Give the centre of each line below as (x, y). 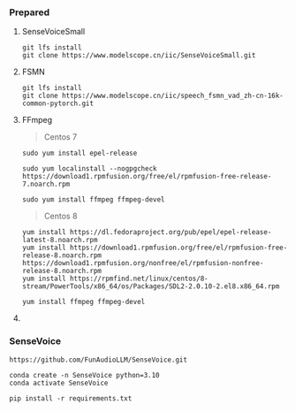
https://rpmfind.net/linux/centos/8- (139, 279)
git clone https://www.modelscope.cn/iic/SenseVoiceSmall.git (139, 56)
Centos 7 (61, 137)
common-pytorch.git (58, 103)
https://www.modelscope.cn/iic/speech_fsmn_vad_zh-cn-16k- (173, 96)
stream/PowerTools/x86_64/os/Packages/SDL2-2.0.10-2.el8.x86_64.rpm (151, 286)
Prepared (30, 12)
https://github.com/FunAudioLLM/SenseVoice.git (99, 360)
